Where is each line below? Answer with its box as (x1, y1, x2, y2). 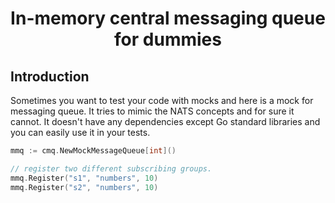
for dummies (114, 28, 222, 51)
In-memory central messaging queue (10, 7, 326, 30)
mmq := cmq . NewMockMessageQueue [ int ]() (10, 146, 177, 156)
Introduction (10, 68, 90, 85)
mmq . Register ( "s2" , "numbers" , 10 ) (10, 182, 159, 192)
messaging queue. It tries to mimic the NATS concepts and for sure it (10, 105, 295, 117)
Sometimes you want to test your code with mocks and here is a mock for (10, 95, 314, 106)
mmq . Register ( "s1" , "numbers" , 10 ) (10, 173, 159, 183)
